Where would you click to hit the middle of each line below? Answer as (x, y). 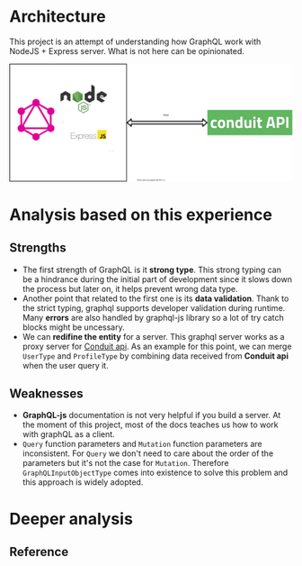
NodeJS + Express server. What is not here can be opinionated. (127, 50)
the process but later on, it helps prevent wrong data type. (130, 288)
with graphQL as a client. (68, 434)
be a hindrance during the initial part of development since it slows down (157, 279)
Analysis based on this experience (141, 215)
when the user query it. (66, 365)
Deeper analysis (71, 519)
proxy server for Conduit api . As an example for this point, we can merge (157, 346)
